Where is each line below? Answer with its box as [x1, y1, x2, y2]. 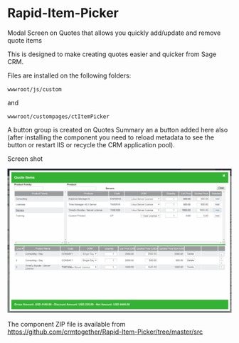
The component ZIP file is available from [7, 320, 126, 329]
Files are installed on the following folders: [7, 71, 132, 80]
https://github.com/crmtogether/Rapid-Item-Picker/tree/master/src [7, 327, 203, 336]
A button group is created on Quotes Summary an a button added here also [7, 125, 228, 134]
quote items [7, 36, 43, 44]
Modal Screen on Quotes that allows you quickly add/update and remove [7, 28, 221, 37]
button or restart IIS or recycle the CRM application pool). [7, 140, 176, 149]
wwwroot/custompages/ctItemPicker [7, 112, 110, 120]
